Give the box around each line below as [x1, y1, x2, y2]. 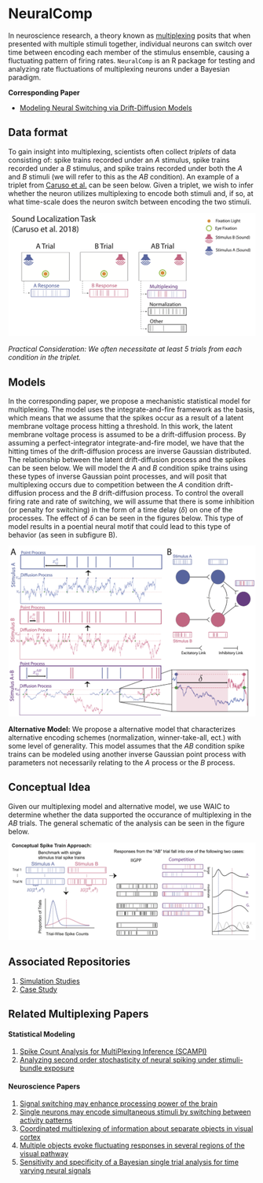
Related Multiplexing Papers [8, 1007, 149, 1020]
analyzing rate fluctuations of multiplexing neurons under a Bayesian [8, 64, 230, 73]
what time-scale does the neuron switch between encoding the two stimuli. [8, 197, 252, 206]
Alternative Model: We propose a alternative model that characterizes [8, 725, 236, 734]
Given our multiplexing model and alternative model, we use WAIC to [8, 801, 230, 811]
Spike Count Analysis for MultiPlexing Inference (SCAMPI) [19, 1047, 207, 1056]
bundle [19, 1063, 43, 1073]
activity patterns [19, 1115, 73, 1126]
